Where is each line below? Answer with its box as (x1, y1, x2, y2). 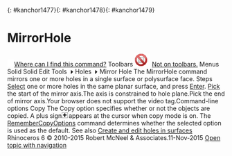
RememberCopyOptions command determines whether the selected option (7, 119, 222, 127)
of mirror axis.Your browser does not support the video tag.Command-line (7, 96, 219, 105)
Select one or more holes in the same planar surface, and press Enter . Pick (7, 82, 220, 90)
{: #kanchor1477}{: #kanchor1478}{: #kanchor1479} (7, 6, 155, 14)
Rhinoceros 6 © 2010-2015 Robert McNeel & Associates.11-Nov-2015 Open (7, 133, 221, 141)
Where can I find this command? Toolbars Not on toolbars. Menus (14, 60, 220, 68)
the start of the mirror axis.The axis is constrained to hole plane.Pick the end (7, 89, 225, 98)
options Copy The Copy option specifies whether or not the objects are (7, 104, 211, 112)
